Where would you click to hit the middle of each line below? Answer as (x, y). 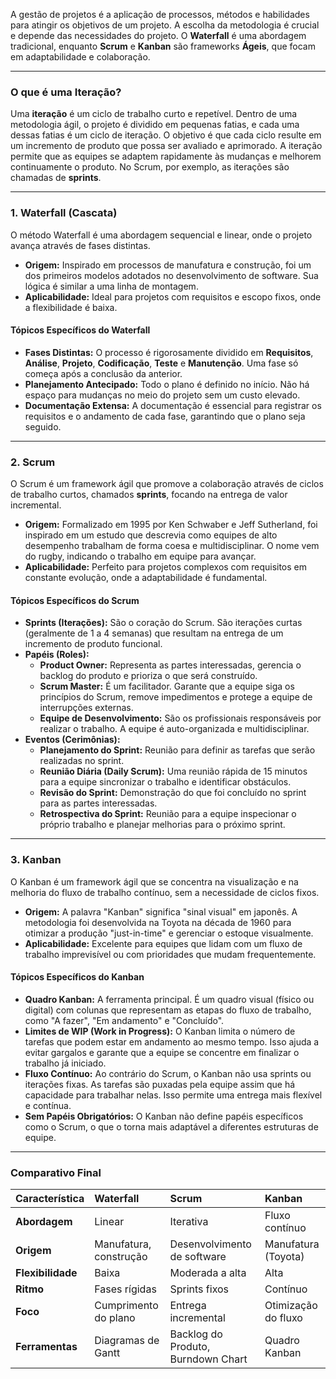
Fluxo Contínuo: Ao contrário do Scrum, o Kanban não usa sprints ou (168, 1073)
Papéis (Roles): (57, 655)
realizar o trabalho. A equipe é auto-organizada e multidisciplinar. (174, 729)
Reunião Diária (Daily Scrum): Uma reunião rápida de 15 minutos (173, 771)
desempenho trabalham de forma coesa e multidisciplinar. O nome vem (172, 546)
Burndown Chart (208, 1359)
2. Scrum (33, 462)
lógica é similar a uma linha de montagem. (111, 286)
